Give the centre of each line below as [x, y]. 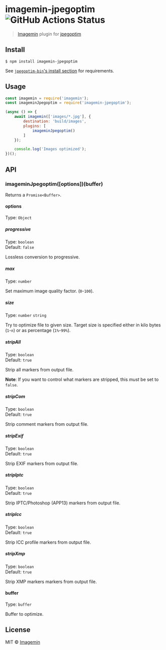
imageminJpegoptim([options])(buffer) [54, 184]
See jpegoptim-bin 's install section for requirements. [60, 71]
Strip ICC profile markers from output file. [48, 542]
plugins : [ [35, 126]
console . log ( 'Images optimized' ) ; [50, 149]
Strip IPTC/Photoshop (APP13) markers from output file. [63, 503]
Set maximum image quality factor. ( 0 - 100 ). [50, 291]
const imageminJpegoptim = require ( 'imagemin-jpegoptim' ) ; [68, 103]
